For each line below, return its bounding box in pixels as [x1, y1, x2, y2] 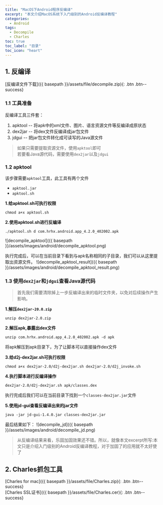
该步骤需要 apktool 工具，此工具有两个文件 [5, 175, 89, 181]
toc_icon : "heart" [5, 48, 42, 53]
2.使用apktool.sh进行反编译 [5, 219, 61, 225]
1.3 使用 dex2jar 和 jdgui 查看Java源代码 [5, 277, 96, 284]
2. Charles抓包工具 [5, 465, 63, 473]
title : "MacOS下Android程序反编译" [5, 7, 73, 12]
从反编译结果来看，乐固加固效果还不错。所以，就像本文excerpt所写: [17, 437, 154, 443]
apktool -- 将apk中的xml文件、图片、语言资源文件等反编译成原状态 [12, 122, 146, 128]
